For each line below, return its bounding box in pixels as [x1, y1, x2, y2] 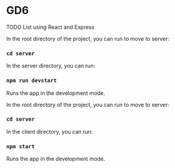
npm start [6, 143, 35, 150]
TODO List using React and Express [6, 23, 94, 31]
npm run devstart [6, 77, 57, 84]
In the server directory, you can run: [6, 62, 95, 70]
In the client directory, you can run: [6, 128, 93, 135]
